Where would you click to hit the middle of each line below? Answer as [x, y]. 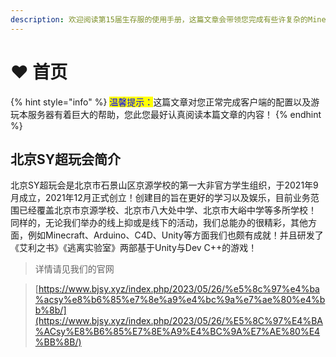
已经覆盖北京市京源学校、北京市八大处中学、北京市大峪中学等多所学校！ [167, 210]
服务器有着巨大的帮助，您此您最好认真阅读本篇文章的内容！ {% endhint [174, 114]
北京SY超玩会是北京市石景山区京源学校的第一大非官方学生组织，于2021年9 [164, 185]
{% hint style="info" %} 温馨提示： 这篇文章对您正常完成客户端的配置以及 [161, 102]
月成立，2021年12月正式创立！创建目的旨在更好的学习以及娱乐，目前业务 [160, 198]
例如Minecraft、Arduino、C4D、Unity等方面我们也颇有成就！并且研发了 [175, 235]
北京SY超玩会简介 [66, 159]
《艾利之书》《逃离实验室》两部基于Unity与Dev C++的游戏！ [134, 248]
